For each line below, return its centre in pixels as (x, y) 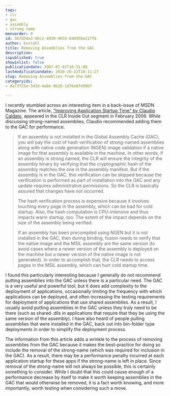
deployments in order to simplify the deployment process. (66, 329)
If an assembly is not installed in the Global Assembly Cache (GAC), (89, 136)
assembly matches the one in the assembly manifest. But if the (83, 169)
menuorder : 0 (19, 34)
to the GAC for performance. (35, 127)
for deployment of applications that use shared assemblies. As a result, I (81, 302)
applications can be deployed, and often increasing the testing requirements (85, 296)
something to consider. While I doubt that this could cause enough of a (79, 371)
